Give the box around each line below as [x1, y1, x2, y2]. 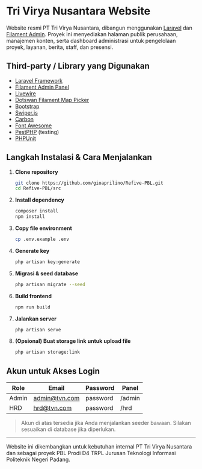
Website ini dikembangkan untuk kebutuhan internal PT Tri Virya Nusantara [6, 443, 192, 450]
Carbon [14, 115, 34, 123]
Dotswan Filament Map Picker [14, 96, 89, 103]
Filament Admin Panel [14, 83, 69, 91]
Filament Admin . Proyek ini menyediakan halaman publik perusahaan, [6, 30, 178, 37]
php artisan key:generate [14, 258, 80, 265]
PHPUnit [14, 135, 36, 142]
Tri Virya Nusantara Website [6, 4, 151, 18]
